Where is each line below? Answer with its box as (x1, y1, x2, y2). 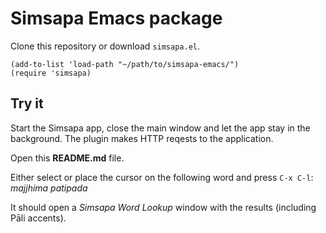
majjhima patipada (10, 182, 88, 194)
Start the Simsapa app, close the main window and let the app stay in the (10, 122, 311, 134)
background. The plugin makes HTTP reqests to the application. (10, 132, 274, 144)
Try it (10, 95, 44, 112)
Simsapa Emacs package (10, 7, 223, 30)
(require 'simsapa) (10, 68, 92, 78)
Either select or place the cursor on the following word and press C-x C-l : (10, 171, 314, 183)
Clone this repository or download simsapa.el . (10, 40, 201, 52)
